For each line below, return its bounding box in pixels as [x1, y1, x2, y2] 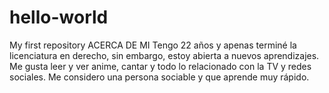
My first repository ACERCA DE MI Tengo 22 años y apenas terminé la [9, 39, 297, 51]
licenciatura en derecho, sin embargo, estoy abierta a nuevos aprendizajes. [9, 49, 320, 61]
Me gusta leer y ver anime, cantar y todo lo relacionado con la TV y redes [9, 60, 312, 72]
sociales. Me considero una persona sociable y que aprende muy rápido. [9, 71, 310, 83]
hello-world [9, 6, 109, 29]
